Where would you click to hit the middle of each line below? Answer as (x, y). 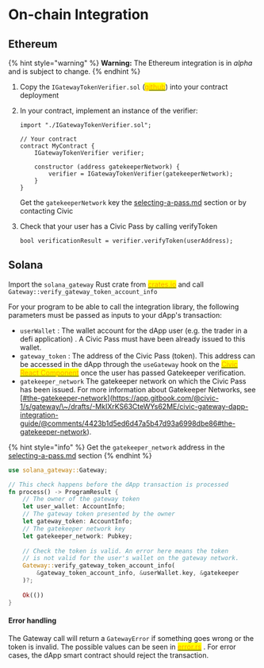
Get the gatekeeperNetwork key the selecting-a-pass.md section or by (133, 203)
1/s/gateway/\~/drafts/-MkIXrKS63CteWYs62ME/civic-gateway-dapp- (134, 406)
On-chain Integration (78, 15)
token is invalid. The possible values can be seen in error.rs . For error (122, 647)
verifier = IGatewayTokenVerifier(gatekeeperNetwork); (141, 174)
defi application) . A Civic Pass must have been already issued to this (132, 338)
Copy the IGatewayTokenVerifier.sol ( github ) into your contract (124, 87)
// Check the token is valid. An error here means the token (125, 551)
